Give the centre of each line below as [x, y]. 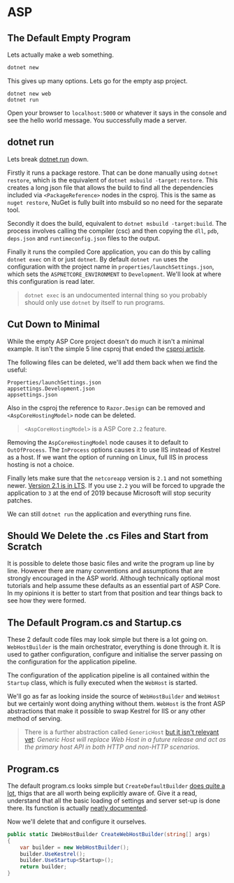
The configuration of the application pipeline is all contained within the [109, 675]
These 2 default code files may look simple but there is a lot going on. [108, 640]
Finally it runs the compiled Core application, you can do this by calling [109, 252]
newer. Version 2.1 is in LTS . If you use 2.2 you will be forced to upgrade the [116, 485]
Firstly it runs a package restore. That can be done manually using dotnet [113, 173]
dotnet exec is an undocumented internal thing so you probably [116, 295]
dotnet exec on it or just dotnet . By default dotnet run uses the [98, 259]
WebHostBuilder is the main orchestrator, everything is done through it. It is [114, 647]
